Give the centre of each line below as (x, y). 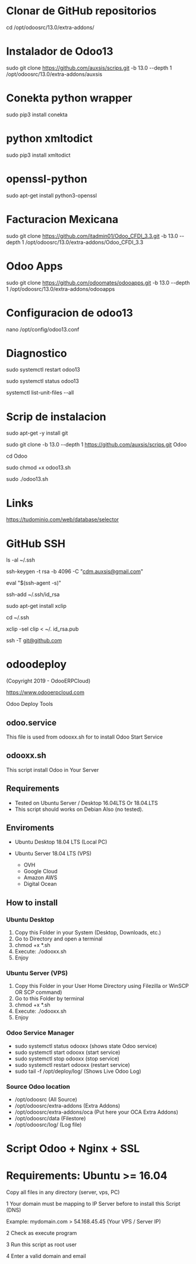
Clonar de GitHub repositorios (81, 11)
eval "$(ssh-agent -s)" (34, 583)
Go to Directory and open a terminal (59, 939)
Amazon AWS (40, 877)
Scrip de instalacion (56, 416)
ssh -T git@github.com (34, 641)
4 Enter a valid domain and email (46, 1256)
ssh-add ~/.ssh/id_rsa (33, 594)
